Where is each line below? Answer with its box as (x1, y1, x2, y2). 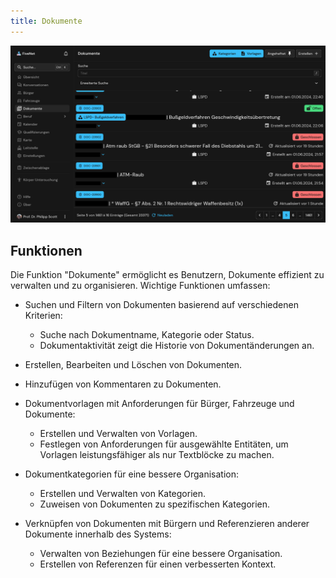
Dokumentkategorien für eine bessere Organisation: (24, 468, 240, 480)
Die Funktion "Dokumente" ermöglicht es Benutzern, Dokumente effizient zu (10, 268, 325, 280)
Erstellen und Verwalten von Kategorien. (39, 487, 207, 499)
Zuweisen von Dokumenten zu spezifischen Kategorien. (39, 498, 271, 510)
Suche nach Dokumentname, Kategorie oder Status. (39, 328, 255, 340)
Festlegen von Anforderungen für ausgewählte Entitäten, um (39, 438, 289, 450)
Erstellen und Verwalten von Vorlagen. (39, 427, 198, 439)
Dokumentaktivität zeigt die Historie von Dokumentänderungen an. (39, 339, 315, 351)
